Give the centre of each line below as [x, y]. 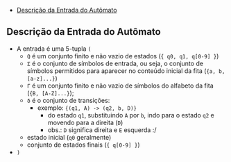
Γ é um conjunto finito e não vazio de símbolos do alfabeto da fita [120, 86]
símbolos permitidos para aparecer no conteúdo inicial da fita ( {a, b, [126, 71]
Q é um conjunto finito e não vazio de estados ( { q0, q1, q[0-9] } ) [123, 56]
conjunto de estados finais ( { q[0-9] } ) [83, 145]
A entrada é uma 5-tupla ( [54, 49]
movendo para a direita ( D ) [85, 122]
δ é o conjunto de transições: [68, 100]
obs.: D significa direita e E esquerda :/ [102, 130]
